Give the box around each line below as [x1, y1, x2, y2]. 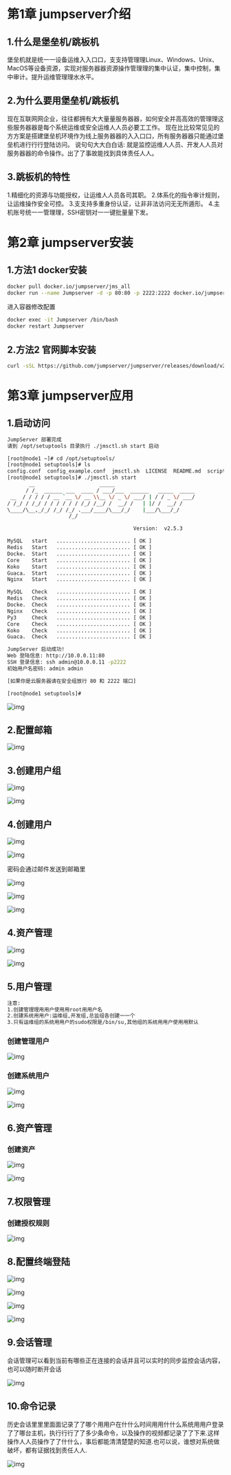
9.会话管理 [7, 1336, 53, 1349]
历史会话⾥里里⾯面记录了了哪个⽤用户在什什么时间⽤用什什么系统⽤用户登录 [7, 1420, 224, 1428]
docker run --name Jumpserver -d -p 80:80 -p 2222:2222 [7, 289, 170, 297]
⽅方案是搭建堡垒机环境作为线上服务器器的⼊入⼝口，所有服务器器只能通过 [7, 132, 218, 140]
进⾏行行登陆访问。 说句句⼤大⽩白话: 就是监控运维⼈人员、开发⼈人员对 [19, 140, 223, 148]
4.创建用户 [7, 818, 53, 830]
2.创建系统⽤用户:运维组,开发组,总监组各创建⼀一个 [7, 1012, 135, 1020]
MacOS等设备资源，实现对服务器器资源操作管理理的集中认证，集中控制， [7, 64, 215, 72]
